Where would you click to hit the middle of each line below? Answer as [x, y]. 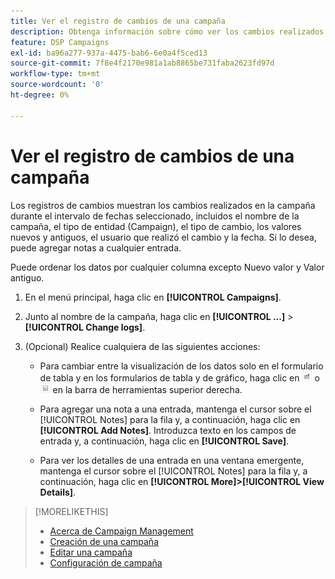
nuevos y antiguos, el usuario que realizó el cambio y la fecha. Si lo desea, [163, 237]
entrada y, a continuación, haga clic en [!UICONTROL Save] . [164, 441]
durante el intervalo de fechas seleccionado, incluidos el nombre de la [155, 216]
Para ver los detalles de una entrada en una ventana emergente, [172, 460]
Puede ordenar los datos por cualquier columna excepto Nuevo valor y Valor [167, 267]
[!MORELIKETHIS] [71, 511]
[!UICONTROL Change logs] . [85, 327]
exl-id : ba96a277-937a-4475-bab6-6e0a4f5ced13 [109, 53]
